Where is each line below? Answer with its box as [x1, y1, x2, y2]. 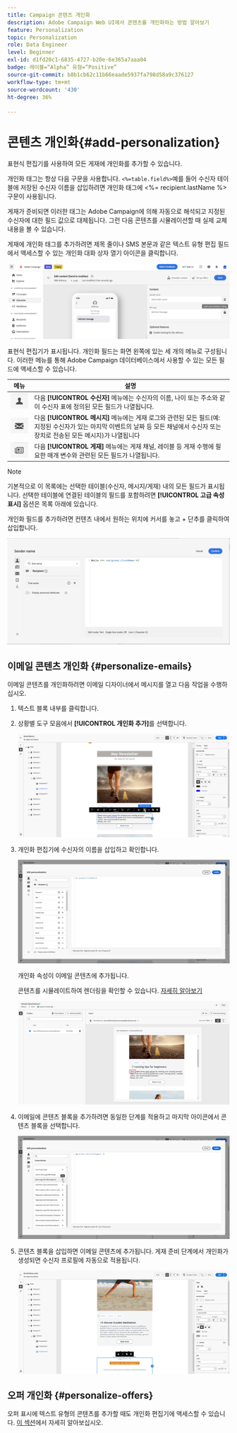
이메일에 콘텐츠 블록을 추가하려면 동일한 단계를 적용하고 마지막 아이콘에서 [17, 1112, 220, 1121]
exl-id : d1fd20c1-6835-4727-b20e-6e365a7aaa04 [7, 57, 147, 64]
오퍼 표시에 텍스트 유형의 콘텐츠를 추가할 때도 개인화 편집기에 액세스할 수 [7, 1410, 207, 1418]
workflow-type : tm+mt [7, 79, 71, 86]
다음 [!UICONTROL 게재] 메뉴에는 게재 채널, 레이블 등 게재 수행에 [34, 443, 214, 451]
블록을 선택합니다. [30, 1121, 80, 1129]
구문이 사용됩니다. [7, 192, 57, 201]
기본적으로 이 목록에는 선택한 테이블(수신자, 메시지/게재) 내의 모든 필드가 [7, 481, 207, 490]
